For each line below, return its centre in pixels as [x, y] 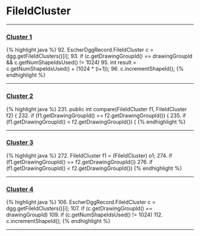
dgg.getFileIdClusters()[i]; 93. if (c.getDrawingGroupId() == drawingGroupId [99, 56]
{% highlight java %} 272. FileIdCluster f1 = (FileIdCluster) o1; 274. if [89, 155]
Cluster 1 [19, 37]
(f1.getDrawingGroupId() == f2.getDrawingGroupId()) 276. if [79, 162]
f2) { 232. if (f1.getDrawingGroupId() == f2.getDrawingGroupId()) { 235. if [96, 115]
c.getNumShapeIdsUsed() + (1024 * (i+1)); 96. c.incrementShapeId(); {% [95, 69]
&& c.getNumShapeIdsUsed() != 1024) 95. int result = [71, 62]
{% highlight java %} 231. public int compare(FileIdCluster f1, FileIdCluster [97, 109]
